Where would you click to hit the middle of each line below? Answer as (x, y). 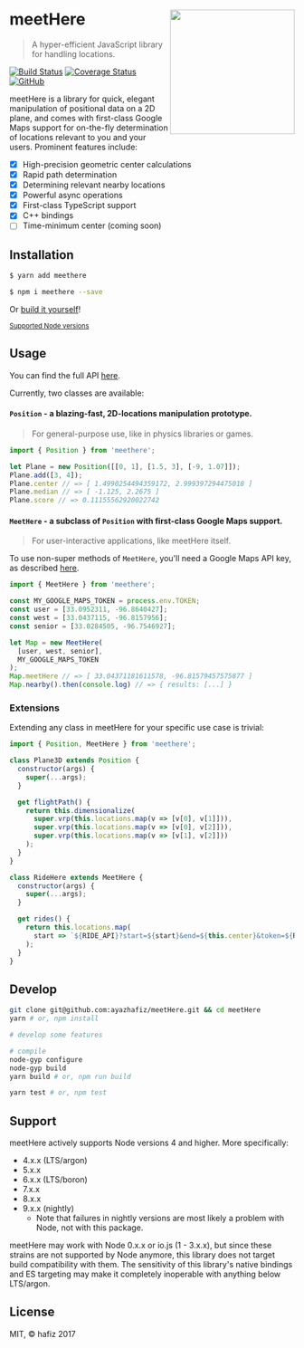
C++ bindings (48, 215)
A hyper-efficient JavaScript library (97, 44)
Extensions (35, 708)
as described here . (44, 568)
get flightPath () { (54, 802)
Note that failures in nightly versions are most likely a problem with (160, 1219)
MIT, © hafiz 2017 (43, 1334)
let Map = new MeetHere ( (56, 643)
